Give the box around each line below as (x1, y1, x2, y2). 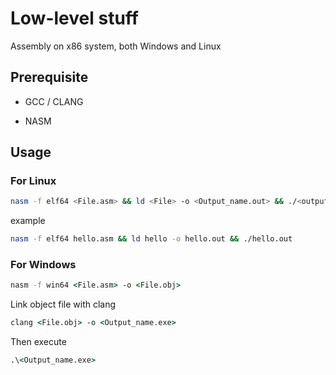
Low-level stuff (10, 7, 139, 30)
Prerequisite (10, 69, 89, 86)
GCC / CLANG (24, 95, 84, 107)
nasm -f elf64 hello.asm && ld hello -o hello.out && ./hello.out (10, 234, 293, 244)
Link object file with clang (10, 298, 117, 311)
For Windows (10, 258, 77, 272)
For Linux (10, 174, 57, 188)
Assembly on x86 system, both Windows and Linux (10, 40, 222, 52)
